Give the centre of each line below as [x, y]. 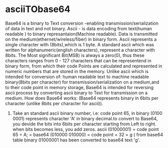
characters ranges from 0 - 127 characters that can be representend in [78, 60]
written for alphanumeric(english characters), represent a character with [80, 50]
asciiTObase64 [38, 9]
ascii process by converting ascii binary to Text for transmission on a [76, 93]
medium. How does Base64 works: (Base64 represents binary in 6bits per [82, 98]
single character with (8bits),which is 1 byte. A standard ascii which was [80, 44]
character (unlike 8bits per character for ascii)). [54, 103]
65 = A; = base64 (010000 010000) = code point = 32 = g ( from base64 [88, 134]
